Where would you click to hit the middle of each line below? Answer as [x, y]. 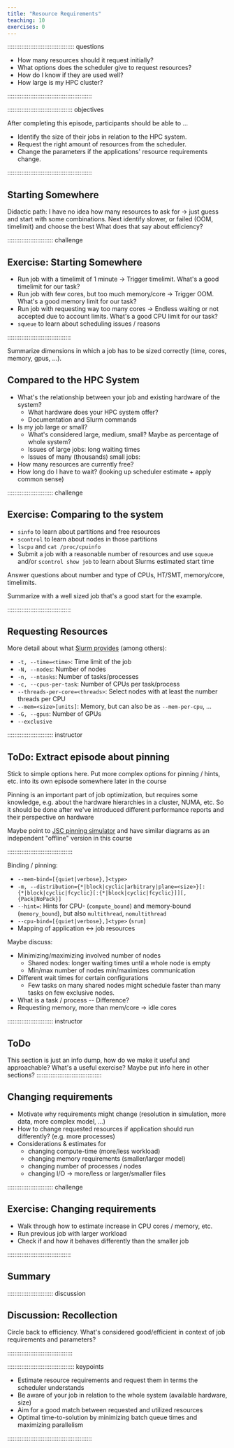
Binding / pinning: [32, 865]
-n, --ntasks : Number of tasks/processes [78, 677]
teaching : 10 [26, 20]
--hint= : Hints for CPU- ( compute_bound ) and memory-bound [104, 906]
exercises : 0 [26, 27]
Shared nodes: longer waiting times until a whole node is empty [119, 963]
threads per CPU [42, 699]
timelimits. [22, 582]
